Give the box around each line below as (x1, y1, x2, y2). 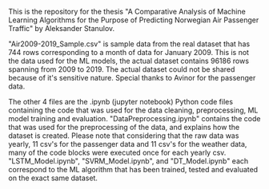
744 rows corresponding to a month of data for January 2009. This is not (8, 48, 250, 57)
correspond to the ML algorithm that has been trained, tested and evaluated (8, 165, 259, 174)
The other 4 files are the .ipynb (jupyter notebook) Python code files (8, 97, 234, 106)
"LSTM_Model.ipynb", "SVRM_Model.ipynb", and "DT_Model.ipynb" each (8, 156, 249, 166)
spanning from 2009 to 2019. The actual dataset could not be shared (8, 65, 235, 74)
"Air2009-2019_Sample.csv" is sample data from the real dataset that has (8, 39, 251, 49)
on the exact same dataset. (8, 173, 98, 183)
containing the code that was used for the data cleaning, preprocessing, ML (8, 105, 259, 115)
